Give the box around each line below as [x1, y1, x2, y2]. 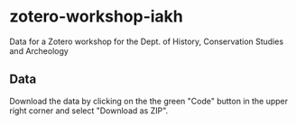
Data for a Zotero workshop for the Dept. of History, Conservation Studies [9, 36, 284, 47]
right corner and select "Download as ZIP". [9, 105, 169, 116]
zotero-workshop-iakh [9, 6, 183, 27]
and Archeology [9, 45, 69, 56]
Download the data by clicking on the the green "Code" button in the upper [9, 95, 289, 106]
